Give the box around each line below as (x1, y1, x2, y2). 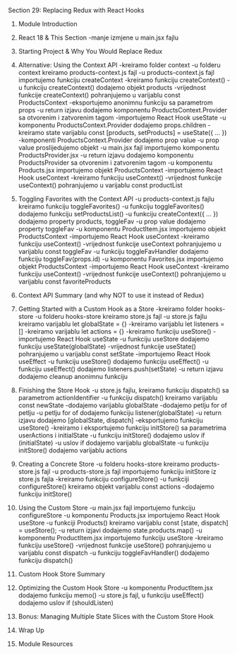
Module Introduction (18, 20, 78, 28)
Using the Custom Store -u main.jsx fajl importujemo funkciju (18, 503, 196, 512)
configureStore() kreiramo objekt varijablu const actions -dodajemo (18, 482, 214, 491)
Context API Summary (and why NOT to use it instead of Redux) (18, 291, 205, 299)
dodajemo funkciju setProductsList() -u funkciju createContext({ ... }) (18, 210, 219, 218)
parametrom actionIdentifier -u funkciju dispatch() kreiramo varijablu (18, 394, 218, 402)
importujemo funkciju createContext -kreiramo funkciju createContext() (18, 76, 226, 84)
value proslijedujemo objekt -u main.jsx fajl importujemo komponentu (18, 144, 219, 151)
